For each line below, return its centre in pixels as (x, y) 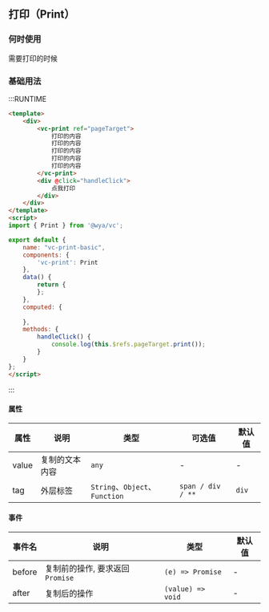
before (25, 572)
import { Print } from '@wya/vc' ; (66, 226)
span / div (200, 486)
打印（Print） (42, 14)
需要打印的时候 (33, 58)
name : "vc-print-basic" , (64, 247)
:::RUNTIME (27, 99)
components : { (46, 255)
